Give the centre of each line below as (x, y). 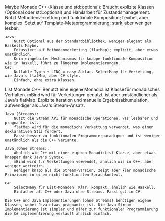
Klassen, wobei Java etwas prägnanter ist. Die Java (61, 205)
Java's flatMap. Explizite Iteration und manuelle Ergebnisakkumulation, (77, 100)
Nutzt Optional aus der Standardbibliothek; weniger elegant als (83, 41)
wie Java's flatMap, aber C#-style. (43, 76)
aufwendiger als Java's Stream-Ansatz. (45, 105)
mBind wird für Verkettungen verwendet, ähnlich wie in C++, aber (84, 162)
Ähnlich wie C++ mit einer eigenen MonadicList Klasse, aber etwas (85, 153)
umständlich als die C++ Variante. (42, 140)
